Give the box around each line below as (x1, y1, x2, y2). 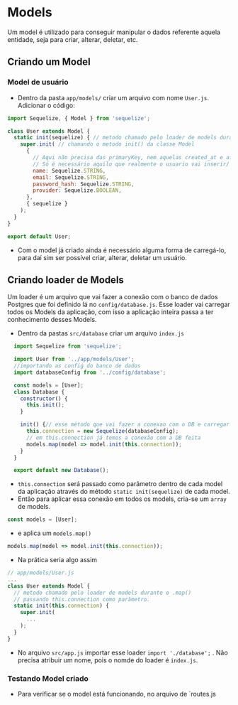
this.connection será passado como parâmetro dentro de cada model (17, 480, 223, 488)
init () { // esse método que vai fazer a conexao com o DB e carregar (20, 421, 230, 429)
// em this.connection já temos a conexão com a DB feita (25, 434, 201, 441)
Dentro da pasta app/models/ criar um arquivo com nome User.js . (17, 93, 209, 102)
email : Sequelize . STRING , (33, 173, 110, 181)
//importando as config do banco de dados (13, 362, 141, 370)
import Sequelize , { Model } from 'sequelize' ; (7, 114, 151, 122)
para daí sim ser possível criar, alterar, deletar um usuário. (17, 253, 188, 262)
